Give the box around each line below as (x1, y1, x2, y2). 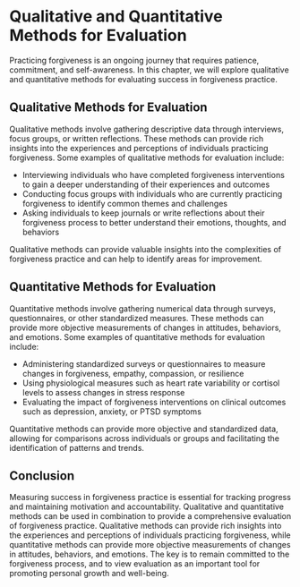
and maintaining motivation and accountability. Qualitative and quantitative (9, 501, 285, 512)
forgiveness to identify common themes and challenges (21, 198, 228, 208)
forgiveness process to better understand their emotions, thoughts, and (21, 217, 287, 227)
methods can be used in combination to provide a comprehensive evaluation (9, 511, 292, 522)
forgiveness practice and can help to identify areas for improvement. (9, 253, 262, 264)
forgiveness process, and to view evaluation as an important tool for (9, 558, 261, 569)
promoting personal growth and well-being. (9, 568, 169, 579)
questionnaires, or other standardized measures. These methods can (9, 312, 264, 323)
